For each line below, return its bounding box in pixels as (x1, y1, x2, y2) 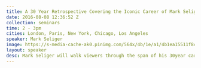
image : (6, 42, 23, 48)
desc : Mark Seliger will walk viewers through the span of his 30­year (6, 53, 186, 59)
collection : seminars (6, 20, 60, 25)
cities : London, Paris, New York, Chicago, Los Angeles (6, 31, 148, 37)
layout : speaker (6, 47, 47, 53)
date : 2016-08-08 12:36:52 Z (6, 14, 79, 20)
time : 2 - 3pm (6, 25, 42, 31)
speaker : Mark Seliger (6, 36, 63, 42)
